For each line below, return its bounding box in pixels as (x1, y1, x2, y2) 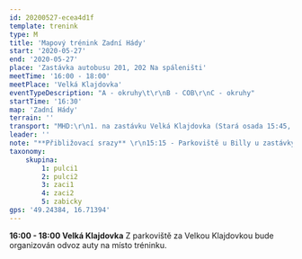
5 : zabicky (41, 197, 83, 207)
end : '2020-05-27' (9, 55, 78, 64)
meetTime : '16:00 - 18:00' (9, 72, 111, 81)
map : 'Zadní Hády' (9, 105, 78, 114)
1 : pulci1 (41, 164, 78, 173)
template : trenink (9, 22, 78, 31)
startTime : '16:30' (9, 96, 83, 106)
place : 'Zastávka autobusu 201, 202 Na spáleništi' (9, 64, 207, 73)
